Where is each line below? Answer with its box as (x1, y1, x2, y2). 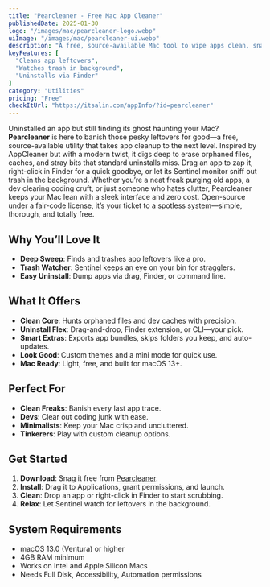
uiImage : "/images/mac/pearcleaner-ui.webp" (8, 34, 160, 43)
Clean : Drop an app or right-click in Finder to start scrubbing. (19, 490, 223, 500)
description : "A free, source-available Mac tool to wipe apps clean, (8, 42, 250, 50)
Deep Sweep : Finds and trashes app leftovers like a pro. (19, 254, 207, 263)
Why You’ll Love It (8, 233, 100, 246)
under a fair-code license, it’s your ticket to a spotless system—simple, (8, 200, 243, 210)
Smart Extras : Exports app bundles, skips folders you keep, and (19, 333, 232, 342)
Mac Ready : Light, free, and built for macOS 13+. (19, 358, 182, 368)
